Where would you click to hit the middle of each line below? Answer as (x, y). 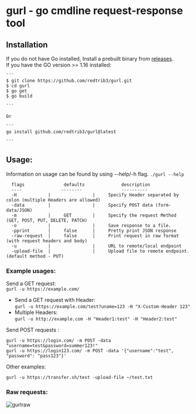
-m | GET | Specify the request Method (94, 215)
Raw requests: (27, 392)
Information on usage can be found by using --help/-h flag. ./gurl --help (95, 174)
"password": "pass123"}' (36, 356)
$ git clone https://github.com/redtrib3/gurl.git (69, 81)
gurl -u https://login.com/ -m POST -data (59, 341)
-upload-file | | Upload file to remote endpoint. (101, 251)
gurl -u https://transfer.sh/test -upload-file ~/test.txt (80, 378)
